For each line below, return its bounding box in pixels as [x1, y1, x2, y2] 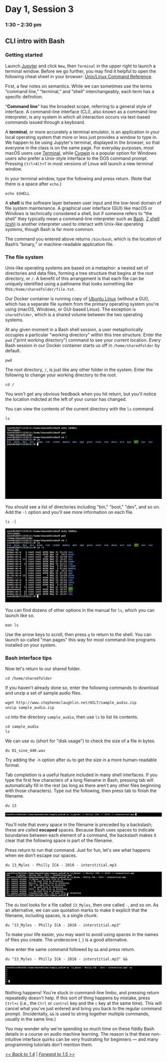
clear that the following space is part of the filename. [5, 837, 113, 843]
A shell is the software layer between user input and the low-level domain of [5, 200, 162, 206]
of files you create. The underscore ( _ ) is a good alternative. [5, 937, 128, 943]
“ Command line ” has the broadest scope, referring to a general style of [5, 103, 152, 109]
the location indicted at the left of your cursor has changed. [5, 396, 127, 402]
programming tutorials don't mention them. [5, 1042, 93, 1048]
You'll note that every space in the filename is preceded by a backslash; [5, 822, 153, 827]
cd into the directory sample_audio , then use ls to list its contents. [5, 714, 139, 720]
